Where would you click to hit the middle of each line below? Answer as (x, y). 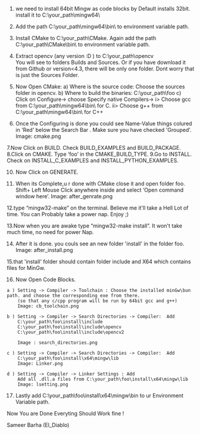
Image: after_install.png (44, 250)
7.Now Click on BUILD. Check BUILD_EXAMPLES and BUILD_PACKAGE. (94, 148)
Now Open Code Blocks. (46, 279)
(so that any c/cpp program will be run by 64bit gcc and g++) (98, 301)
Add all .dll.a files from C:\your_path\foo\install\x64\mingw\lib (103, 379)
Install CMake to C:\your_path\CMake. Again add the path (86, 38)
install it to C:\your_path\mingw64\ (58, 15)
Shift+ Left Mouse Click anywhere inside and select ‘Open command (99, 190)
